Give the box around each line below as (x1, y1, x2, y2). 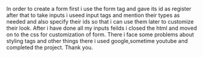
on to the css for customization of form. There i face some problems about (6, 31, 194, 38)
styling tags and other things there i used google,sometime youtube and (6, 38, 188, 44)
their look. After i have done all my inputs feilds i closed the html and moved (6, 24, 197, 32)
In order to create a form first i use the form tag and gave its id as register (6, 5, 191, 12)
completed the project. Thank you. (6, 44, 94, 51)
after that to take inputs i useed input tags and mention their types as (6, 12, 180, 19)
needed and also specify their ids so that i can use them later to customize (6, 18, 194, 25)
